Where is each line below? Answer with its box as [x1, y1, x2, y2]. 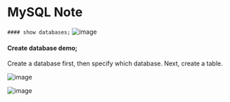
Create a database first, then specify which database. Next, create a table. [7, 59, 223, 68]
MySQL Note [7, 4, 83, 20]
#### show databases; [7, 29, 71, 36]
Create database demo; [7, 44, 78, 52]
